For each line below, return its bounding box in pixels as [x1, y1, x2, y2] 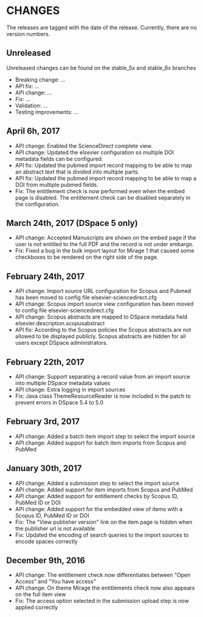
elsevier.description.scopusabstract [15, 320, 105, 327]
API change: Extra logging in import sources [15, 386, 126, 393]
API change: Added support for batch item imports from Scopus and [15, 439, 187, 446]
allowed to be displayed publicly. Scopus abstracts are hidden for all [15, 333, 187, 340]
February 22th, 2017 [6, 357, 85, 367]
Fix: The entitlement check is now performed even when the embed [15, 187, 185, 195]
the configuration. [15, 200, 60, 208]
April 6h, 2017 [6, 126, 60, 136]
